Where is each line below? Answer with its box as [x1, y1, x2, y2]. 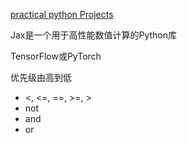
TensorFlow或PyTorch [10, 50, 102, 62]
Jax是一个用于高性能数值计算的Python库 [10, 29, 178, 41]
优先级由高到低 [10, 72, 72, 83]
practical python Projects [10, 9, 114, 20]
